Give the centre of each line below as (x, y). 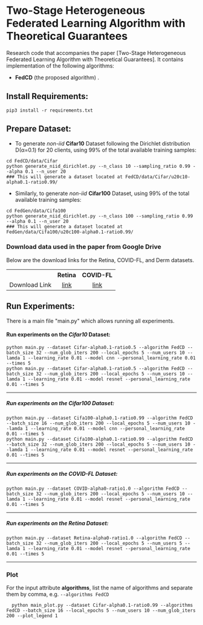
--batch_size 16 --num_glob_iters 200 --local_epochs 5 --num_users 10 (98, 423)
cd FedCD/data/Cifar (32, 161)
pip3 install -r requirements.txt (50, 110)
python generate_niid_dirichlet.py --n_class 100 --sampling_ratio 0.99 (100, 216)
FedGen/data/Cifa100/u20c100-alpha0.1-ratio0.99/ (70, 232)
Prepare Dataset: (39, 129)
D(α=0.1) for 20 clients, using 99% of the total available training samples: (105, 150)
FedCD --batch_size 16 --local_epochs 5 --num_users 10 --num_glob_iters (101, 611)
